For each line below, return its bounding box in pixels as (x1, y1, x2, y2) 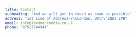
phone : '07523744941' (5, 25, 49, 30)
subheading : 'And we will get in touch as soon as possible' (5, 12, 132, 16)
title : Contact (5, 7, 36, 12)
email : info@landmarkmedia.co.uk (5, 20, 73, 25)
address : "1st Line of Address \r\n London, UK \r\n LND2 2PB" (5, 16, 128, 21)
